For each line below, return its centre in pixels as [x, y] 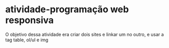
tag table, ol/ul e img [27, 40]
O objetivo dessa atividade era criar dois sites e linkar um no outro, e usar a [85, 34]
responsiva [30, 20]
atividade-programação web [67, 9]
